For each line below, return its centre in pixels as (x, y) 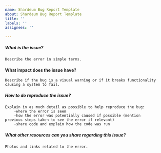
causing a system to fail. (32, 85)
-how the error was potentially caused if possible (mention (77, 116)
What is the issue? (24, 47)
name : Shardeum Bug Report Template (42, 10)
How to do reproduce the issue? (38, 95)
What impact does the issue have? (41, 70)
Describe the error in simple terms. (43, 59)
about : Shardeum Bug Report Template (43, 14)
